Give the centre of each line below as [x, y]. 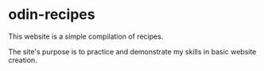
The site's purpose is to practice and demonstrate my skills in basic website [132, 51]
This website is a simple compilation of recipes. [86, 36]
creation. [23, 60]
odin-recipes [52, 15]
